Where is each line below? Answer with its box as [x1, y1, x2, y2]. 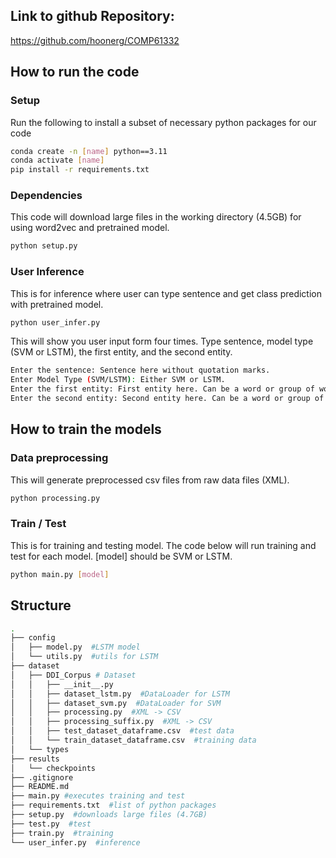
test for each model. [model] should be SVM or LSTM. [10, 550, 233, 562]
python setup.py [10, 241, 78, 251]
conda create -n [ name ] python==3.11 [10, 146, 168, 156]
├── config [10, 633, 56, 643]
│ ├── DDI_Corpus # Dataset [10, 670, 137, 680]
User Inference [10, 265, 85, 279]
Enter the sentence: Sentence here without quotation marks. [10, 365, 271, 376]
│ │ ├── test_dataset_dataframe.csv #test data [10, 726, 235, 736]
